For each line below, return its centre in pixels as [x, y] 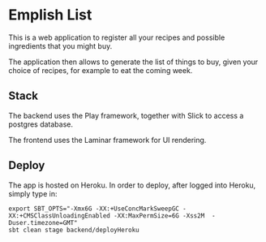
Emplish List [50, 15]
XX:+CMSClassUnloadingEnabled [60, 216]
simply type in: [33, 193]
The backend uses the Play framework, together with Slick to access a [126, 115]
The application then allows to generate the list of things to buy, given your [133, 62]
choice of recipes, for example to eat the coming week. [101, 70]
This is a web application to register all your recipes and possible [117, 37]
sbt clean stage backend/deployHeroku [74, 230]
